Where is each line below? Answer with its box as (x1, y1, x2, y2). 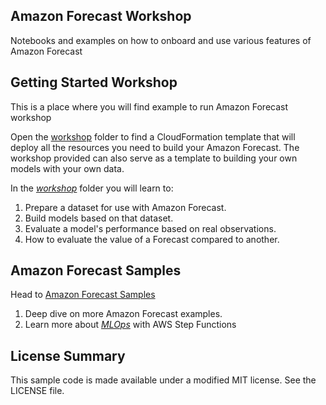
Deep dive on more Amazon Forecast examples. (24, 308, 223, 320)
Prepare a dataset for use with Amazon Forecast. (24, 201, 227, 213)
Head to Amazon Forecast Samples (10, 289, 156, 301)
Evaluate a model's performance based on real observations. (24, 222, 277, 234)
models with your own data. (10, 162, 125, 174)
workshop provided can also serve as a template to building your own (10, 152, 298, 164)
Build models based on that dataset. (24, 212, 174, 224)
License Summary (10, 347, 126, 364)
